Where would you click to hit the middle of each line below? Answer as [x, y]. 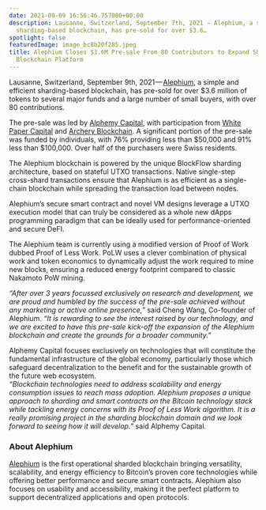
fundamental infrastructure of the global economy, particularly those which [131, 359]
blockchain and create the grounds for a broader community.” [110, 335]
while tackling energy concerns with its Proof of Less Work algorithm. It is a [132, 409]
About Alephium [41, 446]
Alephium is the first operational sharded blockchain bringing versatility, [126, 464]
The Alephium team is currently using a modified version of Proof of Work [129, 244]
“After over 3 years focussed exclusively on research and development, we [131, 293]
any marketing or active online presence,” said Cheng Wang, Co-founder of [132, 310]
